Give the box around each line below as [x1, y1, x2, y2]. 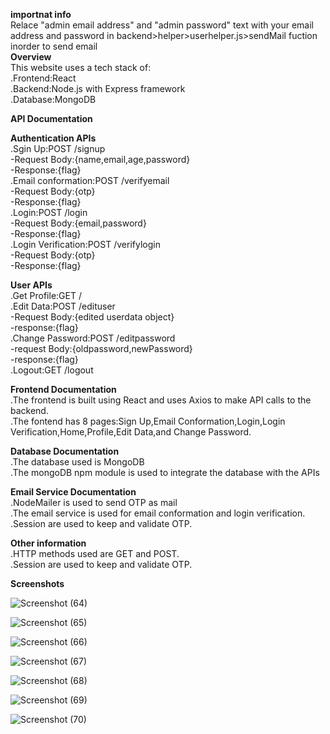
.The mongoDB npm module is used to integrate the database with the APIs [10, 467, 320, 478]
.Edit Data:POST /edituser [10, 300, 116, 312]
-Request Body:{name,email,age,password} [10, 154, 191, 165]
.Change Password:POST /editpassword [10, 332, 176, 344]
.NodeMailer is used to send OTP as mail [10, 497, 178, 508]
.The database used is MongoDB [10, 456, 145, 468]
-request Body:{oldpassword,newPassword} [10, 343, 193, 354]
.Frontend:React [10, 72, 77, 84]
